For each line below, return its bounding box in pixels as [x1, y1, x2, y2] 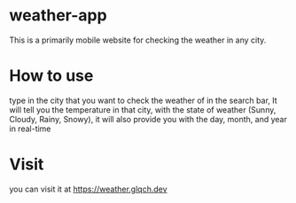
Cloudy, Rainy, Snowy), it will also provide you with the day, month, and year [9, 113, 288, 124]
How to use [9, 66, 94, 86]
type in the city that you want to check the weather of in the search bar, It [9, 95, 277, 105]
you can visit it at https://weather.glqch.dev [9, 183, 167, 194]
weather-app [9, 5, 108, 26]
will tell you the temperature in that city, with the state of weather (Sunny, [9, 104, 277, 115]
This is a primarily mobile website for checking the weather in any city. [9, 35, 267, 45]
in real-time [9, 123, 51, 134]
